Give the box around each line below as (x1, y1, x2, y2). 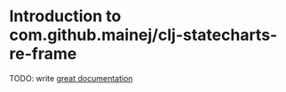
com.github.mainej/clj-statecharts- (9, 25, 278, 45)
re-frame (9, 44, 77, 64)
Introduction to (9, 6, 122, 27)
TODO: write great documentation (9, 73, 133, 83)
